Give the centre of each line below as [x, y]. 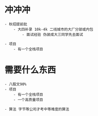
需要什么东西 [30, 70]
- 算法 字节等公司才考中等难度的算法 [37, 109]
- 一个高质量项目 [28, 100]
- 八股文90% [16, 84]
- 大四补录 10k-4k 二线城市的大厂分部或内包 [53, 29]
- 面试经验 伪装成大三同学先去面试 [53, 35]
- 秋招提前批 [16, 24]
